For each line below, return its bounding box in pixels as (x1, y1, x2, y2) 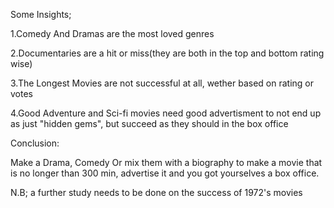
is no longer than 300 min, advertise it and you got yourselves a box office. (10, 167, 320, 179)
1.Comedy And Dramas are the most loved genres (10, 28, 215, 39)
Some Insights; (10, 9, 72, 20)
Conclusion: (10, 137, 60, 149)
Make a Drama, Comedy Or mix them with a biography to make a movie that (10, 157, 323, 168)
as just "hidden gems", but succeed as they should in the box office (10, 118, 289, 129)
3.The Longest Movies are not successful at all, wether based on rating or (10, 77, 315, 89)
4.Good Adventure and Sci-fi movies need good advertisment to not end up (10, 107, 322, 119)
